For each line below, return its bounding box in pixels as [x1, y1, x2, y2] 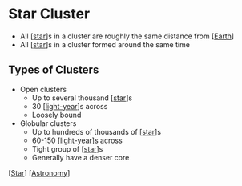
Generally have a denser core [31, 152, 130, 162]
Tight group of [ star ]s [31, 144, 103, 153]
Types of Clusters [8, 63, 99, 77]
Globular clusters [19, 118, 77, 128]
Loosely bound [31, 110, 82, 119]
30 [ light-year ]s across [31, 101, 108, 111]
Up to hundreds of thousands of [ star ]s [31, 127, 162, 136]
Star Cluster [8, 5, 91, 23]
